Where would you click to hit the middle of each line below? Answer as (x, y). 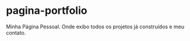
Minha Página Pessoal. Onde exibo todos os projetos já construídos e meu (95, 27)
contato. (16, 32)
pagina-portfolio (47, 11)
